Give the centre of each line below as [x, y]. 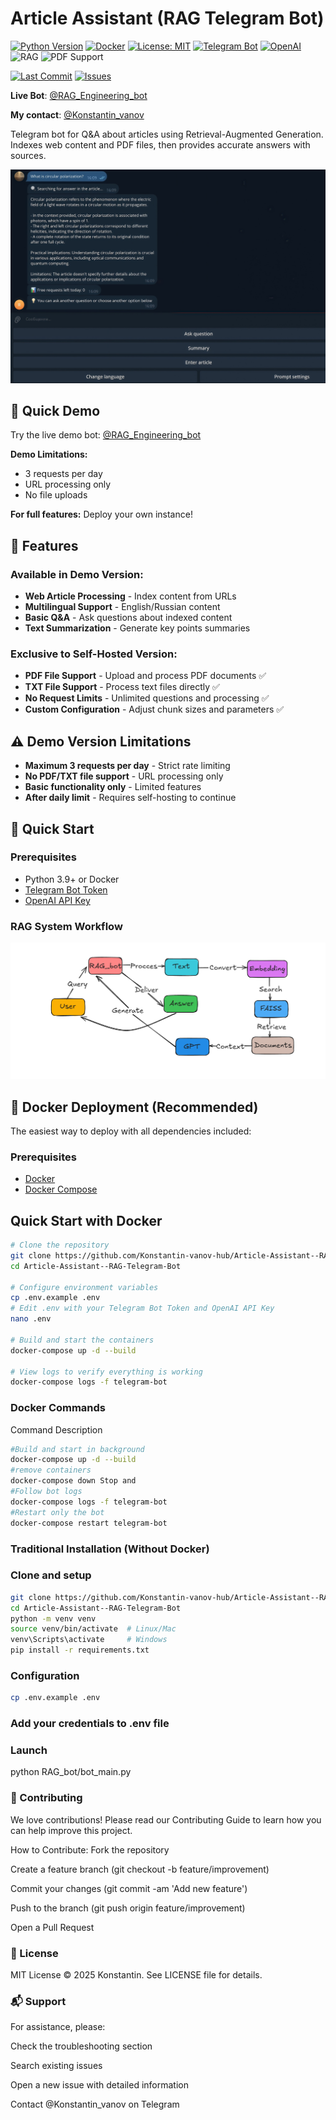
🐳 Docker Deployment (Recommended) [134, 1107]
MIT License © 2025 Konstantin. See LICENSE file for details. [136, 1975]
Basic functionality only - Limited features [113, 787]
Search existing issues [56, 2066]
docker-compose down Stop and [73, 1481]
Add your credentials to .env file [90, 1724]
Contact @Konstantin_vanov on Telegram [95, 2104]
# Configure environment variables [84, 1287]
